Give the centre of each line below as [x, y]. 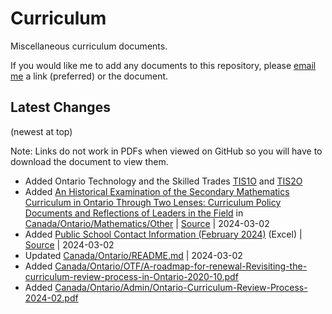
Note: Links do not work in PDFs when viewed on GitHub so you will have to [166, 151]
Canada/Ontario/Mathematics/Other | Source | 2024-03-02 [147, 223]
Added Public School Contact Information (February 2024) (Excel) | [163, 234]
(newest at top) [41, 131]
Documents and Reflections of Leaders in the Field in [134, 213]
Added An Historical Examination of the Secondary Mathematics [157, 191]
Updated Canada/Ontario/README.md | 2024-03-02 [133, 255]
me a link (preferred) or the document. [89, 76]
